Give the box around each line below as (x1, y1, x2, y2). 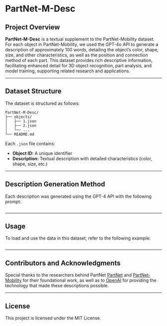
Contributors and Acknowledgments (5, 259, 121, 267)
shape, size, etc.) (12, 161, 48, 167)
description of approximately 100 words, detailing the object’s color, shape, (5, 47, 159, 52)
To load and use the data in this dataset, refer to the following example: (5, 235, 151, 241)
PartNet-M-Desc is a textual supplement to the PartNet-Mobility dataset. (5, 36, 155, 42)
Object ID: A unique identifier (12, 150, 73, 156)
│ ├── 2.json (5, 123, 37, 128)
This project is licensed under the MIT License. (5, 315, 101, 321)
